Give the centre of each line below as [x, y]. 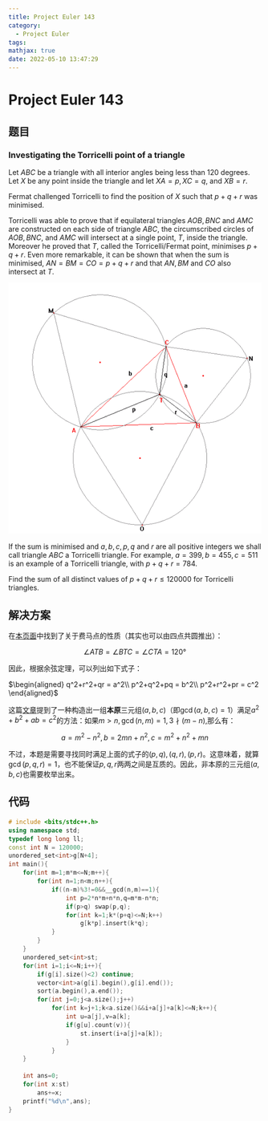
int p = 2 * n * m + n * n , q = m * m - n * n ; [112, 898]
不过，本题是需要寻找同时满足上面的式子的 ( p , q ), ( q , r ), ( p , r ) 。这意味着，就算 [134, 754]
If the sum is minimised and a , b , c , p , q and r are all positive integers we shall [135, 546]
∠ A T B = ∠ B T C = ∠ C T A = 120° [135, 652]
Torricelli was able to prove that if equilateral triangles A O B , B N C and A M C [131, 220]
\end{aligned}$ [33, 693]
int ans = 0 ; [41, 1076]
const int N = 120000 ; [46, 847]
